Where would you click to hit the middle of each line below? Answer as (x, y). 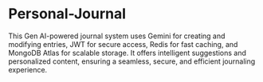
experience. (28, 69)
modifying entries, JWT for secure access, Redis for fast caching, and (123, 44)
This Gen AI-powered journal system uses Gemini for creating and (117, 36)
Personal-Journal (67, 14)
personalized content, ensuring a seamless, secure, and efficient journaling (132, 61)
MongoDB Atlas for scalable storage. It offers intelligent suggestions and (128, 53)
